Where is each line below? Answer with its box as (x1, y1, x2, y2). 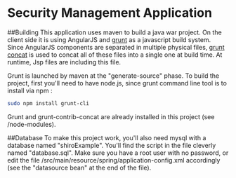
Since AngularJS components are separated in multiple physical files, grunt (7, 43, 225, 51)
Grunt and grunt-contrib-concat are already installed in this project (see (7, 112, 215, 121)
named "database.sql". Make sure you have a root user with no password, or (7, 149, 229, 157)
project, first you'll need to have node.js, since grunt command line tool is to (7, 78, 227, 87)
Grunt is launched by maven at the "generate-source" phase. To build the (7, 71, 220, 80)
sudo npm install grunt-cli (7, 100, 90, 107)
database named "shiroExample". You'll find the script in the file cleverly (7, 141, 216, 149)
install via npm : (7, 86, 53, 95)
